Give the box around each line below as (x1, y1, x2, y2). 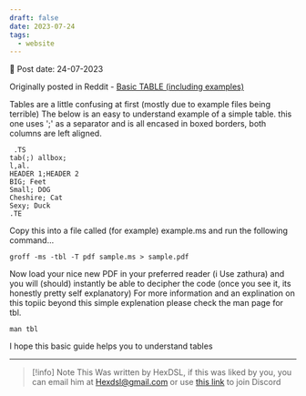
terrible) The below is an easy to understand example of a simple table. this (9, 108, 292, 119)
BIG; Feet (9, 178, 47, 187)
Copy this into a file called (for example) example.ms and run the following (9, 225, 289, 237)
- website (17, 38, 55, 48)
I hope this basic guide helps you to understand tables (9, 340, 213, 351)
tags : (9, 30, 30, 39)
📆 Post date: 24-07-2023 (9, 64, 104, 75)
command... (9, 235, 55, 246)
